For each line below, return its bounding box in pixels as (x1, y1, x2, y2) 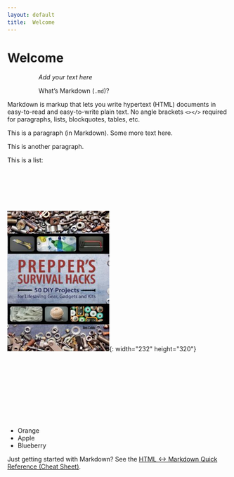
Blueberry (17, 441, 47, 450)
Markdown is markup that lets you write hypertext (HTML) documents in (7, 100, 216, 109)
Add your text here (38, 73, 93, 81)
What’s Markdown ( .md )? (38, 86, 110, 95)
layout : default (7, 11, 55, 18)
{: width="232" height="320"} (109, 345, 197, 353)
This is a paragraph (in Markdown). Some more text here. (7, 129, 174, 137)
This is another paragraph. (7, 143, 84, 151)
